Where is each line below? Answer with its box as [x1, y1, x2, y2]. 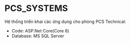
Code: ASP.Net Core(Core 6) [11, 28, 69, 33]
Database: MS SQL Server [11, 33, 64, 39]
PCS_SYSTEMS [4, 3, 68, 14]
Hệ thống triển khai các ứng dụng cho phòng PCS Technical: [4, 19, 126, 24]
